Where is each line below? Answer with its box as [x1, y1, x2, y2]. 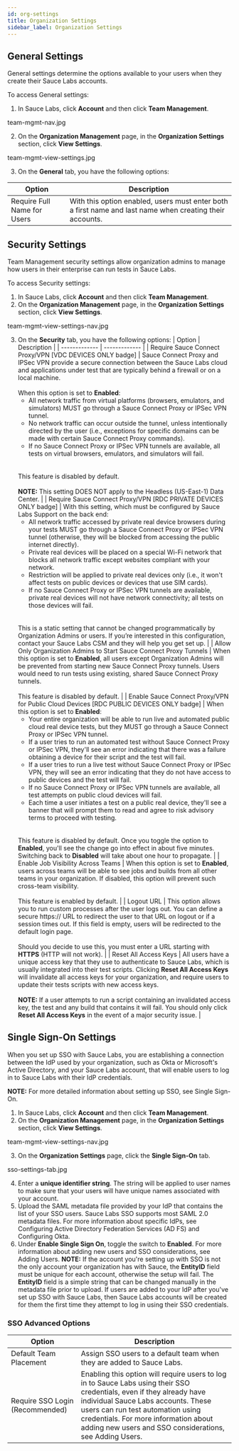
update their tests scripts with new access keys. [17, 980, 159, 989]
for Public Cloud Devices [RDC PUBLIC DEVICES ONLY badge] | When [17, 700, 224, 708]
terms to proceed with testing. [28, 813, 117, 822]
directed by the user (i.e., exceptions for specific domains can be [28, 426, 219, 435]
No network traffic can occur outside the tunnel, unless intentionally [28, 419, 228, 427]
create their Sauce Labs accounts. [7, 76, 108, 86]
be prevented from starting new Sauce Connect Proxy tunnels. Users [17, 662, 221, 670]
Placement [11, 1357, 47, 1367]
